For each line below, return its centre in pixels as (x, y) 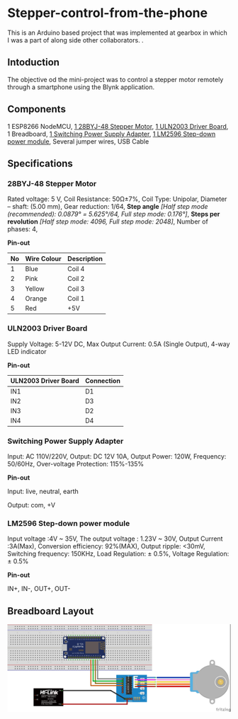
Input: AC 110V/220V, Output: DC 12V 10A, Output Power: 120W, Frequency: (117, 456)
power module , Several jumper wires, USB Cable (78, 141)
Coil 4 (76, 269)
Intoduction (34, 63)
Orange (36, 298)
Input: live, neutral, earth (43, 491)
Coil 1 (76, 298)
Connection (102, 381)
